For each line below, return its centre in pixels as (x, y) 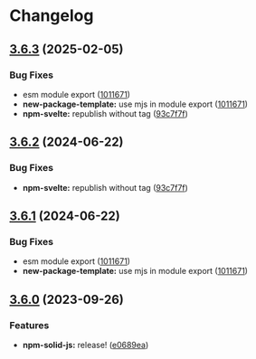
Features (29, 325)
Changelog (52, 16)
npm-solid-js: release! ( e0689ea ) (85, 345)
